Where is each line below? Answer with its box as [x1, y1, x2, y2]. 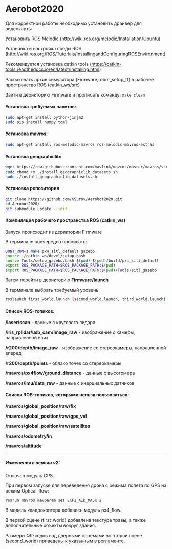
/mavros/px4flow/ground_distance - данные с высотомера [5, 370, 135, 376]
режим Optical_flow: [5, 488, 49, 494]
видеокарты [5, 25, 32, 31]
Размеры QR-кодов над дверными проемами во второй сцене [5, 533, 142, 539]
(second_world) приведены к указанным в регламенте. [5, 538, 125, 544]
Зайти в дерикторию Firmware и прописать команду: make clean [5, 91, 145, 98]
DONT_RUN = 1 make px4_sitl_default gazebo [5, 249, 95, 254]
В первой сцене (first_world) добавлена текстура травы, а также [5, 517, 146, 523]
